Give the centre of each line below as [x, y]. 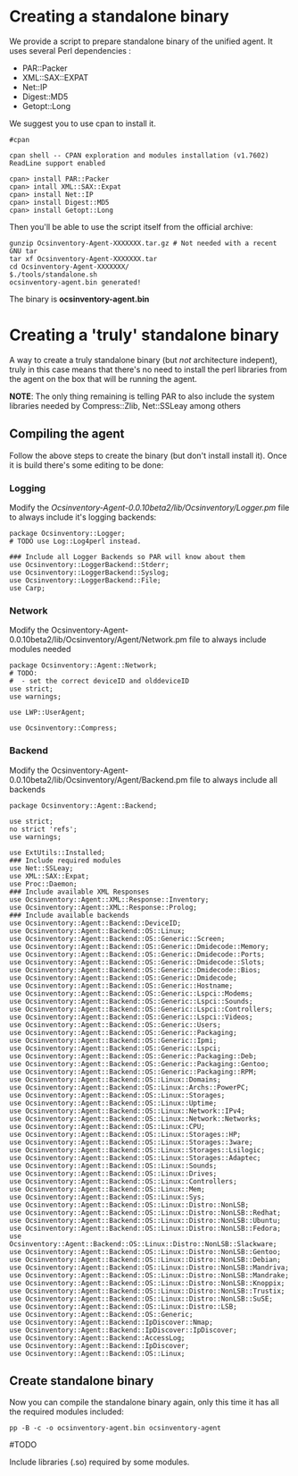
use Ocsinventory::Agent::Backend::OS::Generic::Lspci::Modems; [131, 993]
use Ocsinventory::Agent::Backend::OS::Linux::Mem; [107, 1189]
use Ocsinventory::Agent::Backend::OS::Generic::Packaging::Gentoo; [139, 1064]
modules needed [40, 649]
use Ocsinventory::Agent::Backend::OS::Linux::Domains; [115, 1080]
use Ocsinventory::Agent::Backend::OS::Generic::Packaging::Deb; [133, 1056]
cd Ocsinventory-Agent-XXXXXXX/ [69, 267]
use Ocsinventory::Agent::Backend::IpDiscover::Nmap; [112, 1322]
